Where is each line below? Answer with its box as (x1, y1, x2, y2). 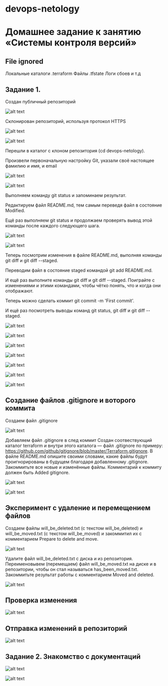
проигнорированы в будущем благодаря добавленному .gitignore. (5, 459, 149, 465)
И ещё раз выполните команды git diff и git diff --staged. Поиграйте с (5, 277, 155, 283)
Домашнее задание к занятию (5, 26, 142, 38)
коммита (5, 404, 35, 413)
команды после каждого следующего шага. (5, 223, 100, 228)
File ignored (5, 57, 44, 66)
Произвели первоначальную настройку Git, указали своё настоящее (5, 157, 154, 164)
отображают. (5, 288, 34, 294)
